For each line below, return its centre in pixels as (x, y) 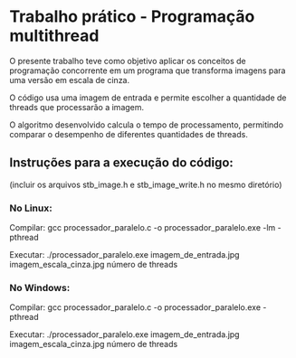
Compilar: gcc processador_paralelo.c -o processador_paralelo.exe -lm (143, 228)
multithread (54, 36)
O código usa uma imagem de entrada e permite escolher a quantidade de (148, 98)
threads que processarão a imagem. (77, 107)
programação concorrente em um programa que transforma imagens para (148, 71)
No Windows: (40, 287)
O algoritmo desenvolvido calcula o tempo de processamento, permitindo (146, 125)
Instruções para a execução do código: (121, 163)
